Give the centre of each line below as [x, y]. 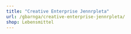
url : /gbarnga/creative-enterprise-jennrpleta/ [66, 17]
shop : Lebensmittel [30, 22]
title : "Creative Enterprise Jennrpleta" [58, 11]
